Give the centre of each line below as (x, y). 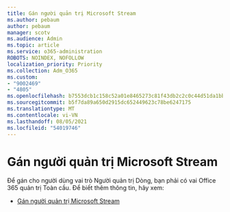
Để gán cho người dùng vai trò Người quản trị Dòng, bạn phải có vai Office (112, 181)
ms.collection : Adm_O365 (42, 70)
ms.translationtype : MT (41, 109)
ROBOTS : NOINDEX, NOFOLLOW (46, 58)
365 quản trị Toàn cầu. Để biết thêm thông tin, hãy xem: (86, 188)
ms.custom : (23, 77)
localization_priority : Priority (55, 64)
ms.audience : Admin (35, 39)
